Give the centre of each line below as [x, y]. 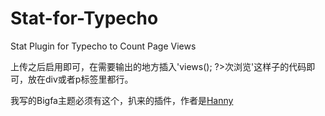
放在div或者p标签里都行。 [80, 79]
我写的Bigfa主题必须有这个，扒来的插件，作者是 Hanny [122, 100]
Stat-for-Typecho [84, 18]
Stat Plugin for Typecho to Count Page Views [103, 46]
